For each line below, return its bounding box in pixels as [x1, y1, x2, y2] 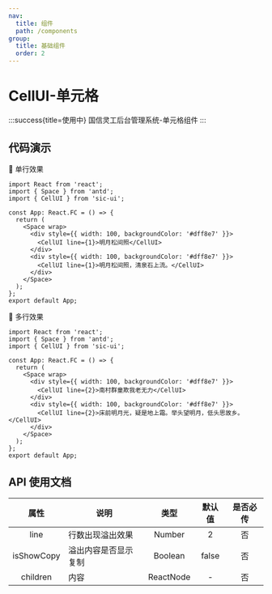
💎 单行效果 [8, 163, 45, 174]
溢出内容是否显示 [68, 544, 134, 555]
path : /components [15, 27, 79, 35]
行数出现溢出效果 [68, 529, 134, 541]
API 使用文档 [8, 475, 72, 490]
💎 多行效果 [8, 312, 45, 321]
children [20, 571, 53, 583]
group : [8, 34, 31, 43]
